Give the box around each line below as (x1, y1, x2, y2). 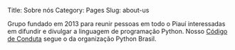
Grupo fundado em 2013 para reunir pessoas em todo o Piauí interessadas (7, 20, 226, 27)
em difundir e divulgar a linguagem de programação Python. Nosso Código (7, 27, 228, 35)
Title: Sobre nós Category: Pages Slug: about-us (7, 6, 150, 14)
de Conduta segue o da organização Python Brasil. (7, 35, 157, 43)
